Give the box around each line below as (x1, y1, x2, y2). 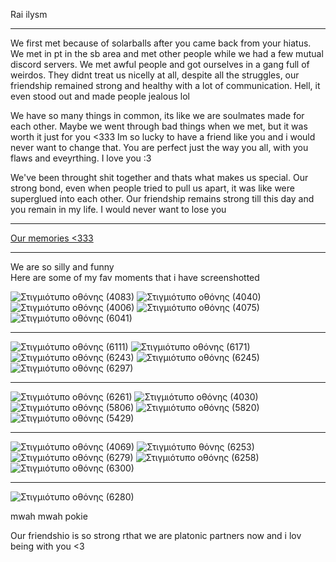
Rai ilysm (10, 9, 48, 20)
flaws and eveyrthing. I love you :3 (10, 152, 152, 164)
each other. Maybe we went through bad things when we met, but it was (10, 120, 308, 132)
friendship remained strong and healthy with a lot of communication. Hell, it (10, 80, 321, 91)
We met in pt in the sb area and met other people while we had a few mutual (10, 48, 324, 59)
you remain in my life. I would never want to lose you (10, 204, 227, 215)
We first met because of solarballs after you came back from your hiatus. (10, 37, 312, 49)
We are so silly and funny (10, 261, 115, 273)
